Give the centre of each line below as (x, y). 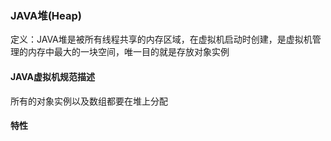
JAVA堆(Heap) (46, 15)
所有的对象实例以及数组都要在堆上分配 (89, 101)
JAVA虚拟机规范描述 (53, 76)
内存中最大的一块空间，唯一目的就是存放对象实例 (128, 52)
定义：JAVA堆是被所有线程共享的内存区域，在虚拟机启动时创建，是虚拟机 (161, 39)
